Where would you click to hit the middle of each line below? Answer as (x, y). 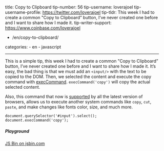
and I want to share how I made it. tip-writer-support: (58, 23)
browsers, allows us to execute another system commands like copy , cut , (78, 102)
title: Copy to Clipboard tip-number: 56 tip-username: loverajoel (69, 7)
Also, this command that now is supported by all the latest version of (74, 97)
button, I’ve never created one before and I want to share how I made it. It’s (81, 66)
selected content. (23, 87)
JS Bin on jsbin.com (25, 143)
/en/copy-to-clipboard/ (35, 37)
